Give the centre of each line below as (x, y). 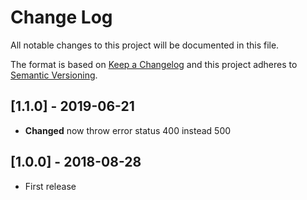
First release (50, 186)
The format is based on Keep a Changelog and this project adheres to (154, 64)
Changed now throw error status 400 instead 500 (128, 130)
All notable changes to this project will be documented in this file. (145, 45)
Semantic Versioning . (54, 75)
